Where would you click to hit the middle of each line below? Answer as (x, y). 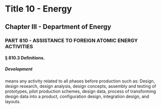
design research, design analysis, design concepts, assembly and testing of (80, 86)
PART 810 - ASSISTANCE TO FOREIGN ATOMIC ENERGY (72, 41)
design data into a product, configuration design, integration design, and (77, 96)
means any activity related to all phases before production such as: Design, (80, 81)
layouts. (13, 102)
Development (19, 69)
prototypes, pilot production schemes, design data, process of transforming (80, 91)
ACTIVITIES (19, 46)
